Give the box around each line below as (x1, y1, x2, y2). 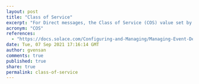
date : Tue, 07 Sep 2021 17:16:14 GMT (6, 42, 99, 48)
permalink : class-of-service (6, 69, 78, 75)
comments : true (6, 53, 44, 59)
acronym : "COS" (6, 25, 44, 31)
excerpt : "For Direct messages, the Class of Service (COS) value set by (6, 20, 192, 25)
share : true (6, 63, 36, 70)
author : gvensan (6, 47, 46, 53)
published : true (6, 58, 46, 64)
